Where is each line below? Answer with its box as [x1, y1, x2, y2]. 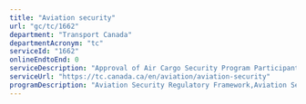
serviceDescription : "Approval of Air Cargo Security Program [9, 64, 250, 73]
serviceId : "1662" [9, 47, 79, 56]
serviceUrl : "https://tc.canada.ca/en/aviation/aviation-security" [9, 72, 271, 81]
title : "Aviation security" [9, 13, 117, 23]
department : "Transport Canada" [9, 30, 132, 39]
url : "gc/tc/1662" [9, 22, 79, 31]
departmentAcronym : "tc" [9, 38, 104, 48]
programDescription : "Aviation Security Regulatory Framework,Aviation [9, 80, 287, 90]
